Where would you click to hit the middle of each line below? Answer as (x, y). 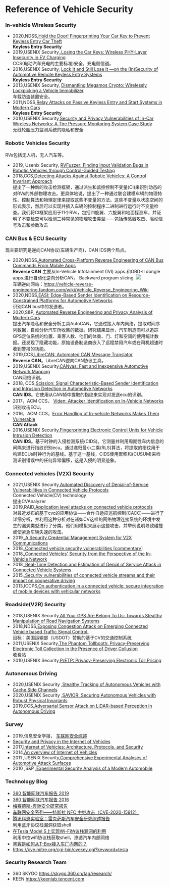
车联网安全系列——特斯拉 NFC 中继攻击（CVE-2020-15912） (76, 812)
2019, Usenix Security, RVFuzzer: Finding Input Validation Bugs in (80, 165)
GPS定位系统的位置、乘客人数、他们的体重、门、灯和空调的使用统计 (83, 336)
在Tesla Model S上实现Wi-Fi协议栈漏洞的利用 (59, 831)
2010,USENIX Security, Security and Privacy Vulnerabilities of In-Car (83, 118)
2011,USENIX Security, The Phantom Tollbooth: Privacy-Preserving (81, 643)
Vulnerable (24, 419)
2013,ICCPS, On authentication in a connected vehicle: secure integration (88, 586)
